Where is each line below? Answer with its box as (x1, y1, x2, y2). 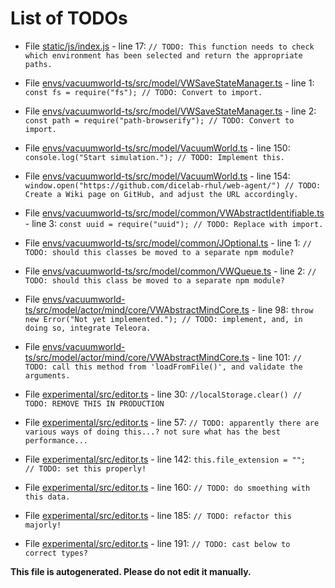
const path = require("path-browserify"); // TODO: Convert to (24, 115, 295, 126)
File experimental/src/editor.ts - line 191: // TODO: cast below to (24, 537, 291, 549)
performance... (24, 435, 89, 446)
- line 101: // (251, 351, 302, 363)
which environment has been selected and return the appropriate (24, 50, 303, 61)
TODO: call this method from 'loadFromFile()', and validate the (24, 362, 303, 372)
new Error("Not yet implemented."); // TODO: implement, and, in (24, 314, 303, 324)
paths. (24, 59, 53, 69)
